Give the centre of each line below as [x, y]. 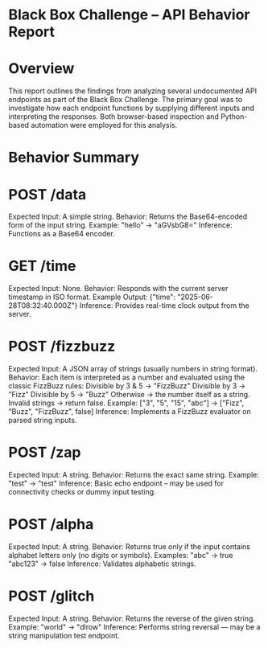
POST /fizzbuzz [62, 347]
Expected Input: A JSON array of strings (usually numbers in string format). [133, 369]
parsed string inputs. [43, 420]
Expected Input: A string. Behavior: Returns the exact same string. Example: [134, 475]
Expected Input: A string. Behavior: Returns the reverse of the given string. [132, 618]
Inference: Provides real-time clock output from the [164, 306]
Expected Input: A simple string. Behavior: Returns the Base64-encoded [128, 217]
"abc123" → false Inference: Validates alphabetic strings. [102, 564]
